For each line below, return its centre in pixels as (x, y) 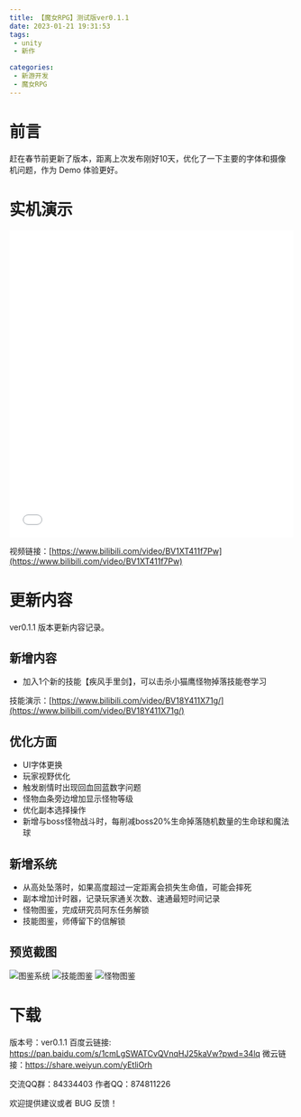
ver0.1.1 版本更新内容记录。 (59, 627)
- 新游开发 (31, 76)
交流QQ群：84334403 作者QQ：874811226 (90, 1084)
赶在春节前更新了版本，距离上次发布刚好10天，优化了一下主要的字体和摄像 (148, 158)
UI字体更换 (42, 765)
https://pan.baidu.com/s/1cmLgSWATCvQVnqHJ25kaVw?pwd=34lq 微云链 (148, 1053)
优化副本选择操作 (54, 810)
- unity (27, 43)
